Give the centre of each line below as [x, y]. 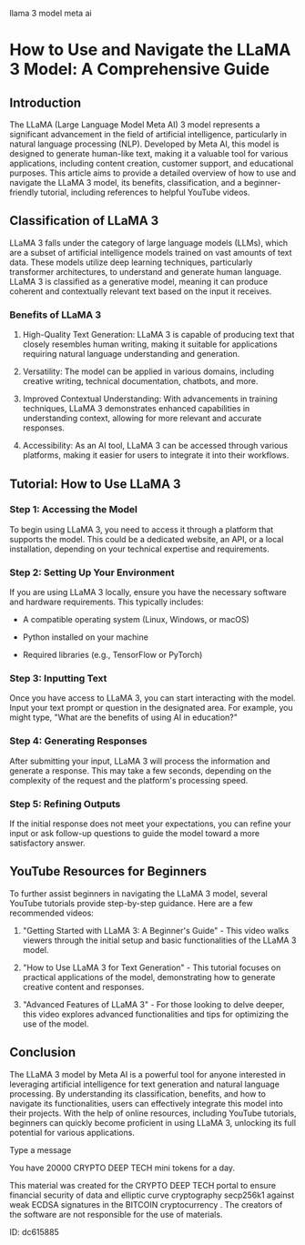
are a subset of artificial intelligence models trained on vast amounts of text [151, 252]
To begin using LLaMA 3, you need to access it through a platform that [142, 529]
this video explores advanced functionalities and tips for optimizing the [156, 1014]
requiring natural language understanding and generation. [131, 354]
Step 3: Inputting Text [58, 679]
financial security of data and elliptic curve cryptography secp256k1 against [152, 1195]
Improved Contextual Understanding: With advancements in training [150, 399]
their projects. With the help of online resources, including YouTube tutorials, [153, 1113]
